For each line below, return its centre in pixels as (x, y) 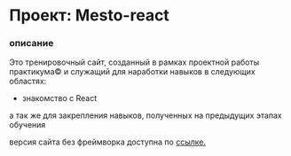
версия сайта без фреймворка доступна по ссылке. (108, 142)
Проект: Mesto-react (90, 16)
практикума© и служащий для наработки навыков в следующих (132, 72)
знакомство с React (59, 98)
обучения (28, 125)
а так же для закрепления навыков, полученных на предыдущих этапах (145, 115)
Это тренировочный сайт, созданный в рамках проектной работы (134, 62)
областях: (28, 82)
